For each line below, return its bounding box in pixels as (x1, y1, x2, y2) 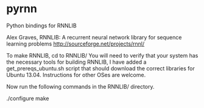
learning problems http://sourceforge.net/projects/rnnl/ (6, 40, 145, 47)
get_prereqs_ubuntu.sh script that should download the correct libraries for (6, 64, 195, 72)
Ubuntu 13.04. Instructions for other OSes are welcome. (6, 71, 146, 78)
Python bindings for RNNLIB (6, 22, 77, 29)
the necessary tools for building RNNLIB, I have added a (6, 58, 147, 66)
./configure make (6, 95, 49, 102)
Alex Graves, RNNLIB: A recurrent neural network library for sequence (6, 33, 182, 41)
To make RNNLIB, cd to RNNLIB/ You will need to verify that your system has (6, 52, 199, 59)
